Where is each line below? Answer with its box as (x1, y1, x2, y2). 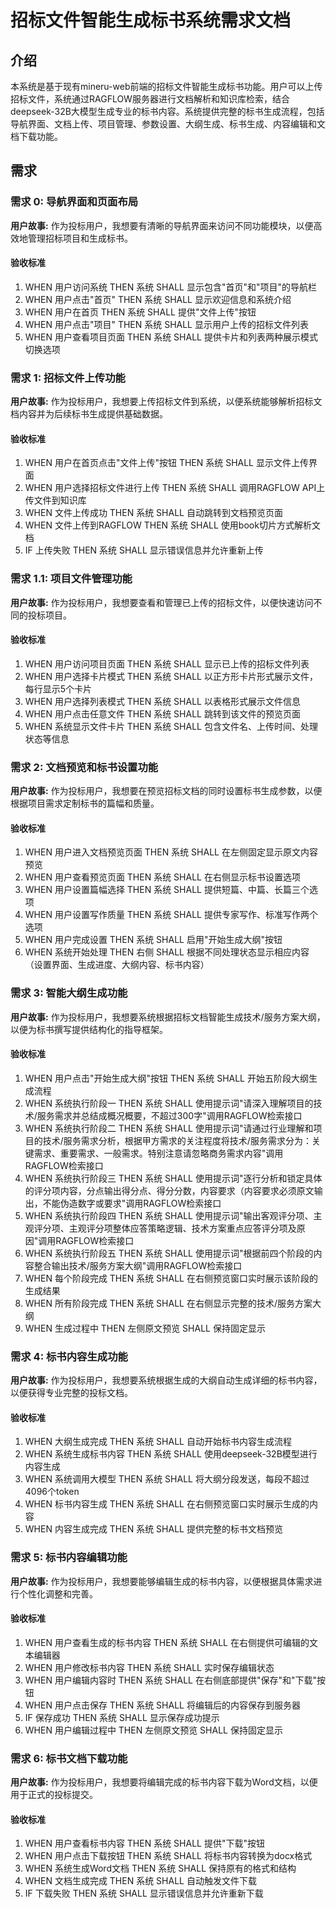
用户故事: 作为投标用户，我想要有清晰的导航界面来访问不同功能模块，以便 (10, 219, 314, 231)
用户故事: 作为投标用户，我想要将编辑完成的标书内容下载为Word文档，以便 (10, 1776, 318, 1788)
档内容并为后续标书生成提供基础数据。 (10, 408, 168, 420)
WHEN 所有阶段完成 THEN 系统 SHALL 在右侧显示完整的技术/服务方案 (24, 1297, 313, 1309)
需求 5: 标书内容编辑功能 (10, 1551, 128, 1565)
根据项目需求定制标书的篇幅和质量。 (10, 797, 160, 810)
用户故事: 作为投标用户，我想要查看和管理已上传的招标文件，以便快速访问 (10, 596, 314, 608)
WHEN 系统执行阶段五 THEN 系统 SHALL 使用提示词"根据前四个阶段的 (24, 1247, 314, 1259)
